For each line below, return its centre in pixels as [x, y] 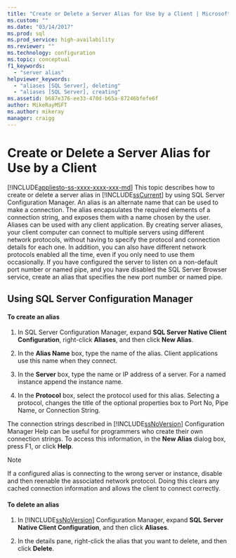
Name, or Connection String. [59, 411]
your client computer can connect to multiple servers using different [106, 232]
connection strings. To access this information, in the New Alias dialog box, [117, 439]
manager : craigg [31, 118]
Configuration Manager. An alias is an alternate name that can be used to [113, 202]
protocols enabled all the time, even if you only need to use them [101, 254]
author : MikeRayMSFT [38, 105]
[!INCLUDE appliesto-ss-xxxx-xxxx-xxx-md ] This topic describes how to [111, 187]
